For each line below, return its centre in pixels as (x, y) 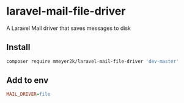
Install (18, 47)
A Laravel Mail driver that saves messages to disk (69, 28)
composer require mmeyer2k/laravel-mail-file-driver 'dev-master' (93, 61)
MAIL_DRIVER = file (28, 94)
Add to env (28, 80)
